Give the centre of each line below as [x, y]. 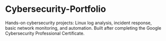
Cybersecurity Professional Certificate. [45, 33]
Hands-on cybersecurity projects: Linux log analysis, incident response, [79, 23]
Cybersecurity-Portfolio [56, 9]
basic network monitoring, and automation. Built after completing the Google [83, 28]
